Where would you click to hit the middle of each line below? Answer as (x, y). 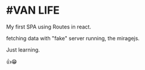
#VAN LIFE (33, 10)
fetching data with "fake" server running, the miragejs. (73, 38)
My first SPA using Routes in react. (49, 27)
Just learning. (23, 50)
